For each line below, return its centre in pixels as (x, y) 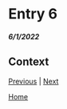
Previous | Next (33, 81)
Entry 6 (33, 14)
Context (29, 62)
